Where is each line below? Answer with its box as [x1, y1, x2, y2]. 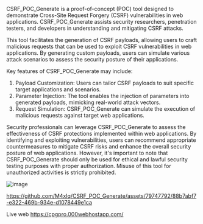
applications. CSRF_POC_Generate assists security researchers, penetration [6, 18, 197, 25]
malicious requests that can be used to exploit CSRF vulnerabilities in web [6, 43, 192, 50]
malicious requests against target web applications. [15, 112, 144, 119]
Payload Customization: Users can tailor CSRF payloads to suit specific [15, 79, 194, 86]
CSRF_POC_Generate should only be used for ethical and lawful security [6, 156, 188, 163]
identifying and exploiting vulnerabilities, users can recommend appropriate [6, 136, 196, 144]
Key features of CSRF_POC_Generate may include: [6, 68, 133, 75]
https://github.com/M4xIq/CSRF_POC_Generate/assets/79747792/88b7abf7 [6, 192, 197, 200]
